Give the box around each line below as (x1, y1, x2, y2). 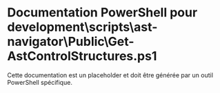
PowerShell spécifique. (7, 78, 72, 86)
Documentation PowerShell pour (7, 5, 198, 21)
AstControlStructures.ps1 (7, 49, 157, 64)
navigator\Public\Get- (7, 34, 134, 49)
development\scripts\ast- (7, 19, 158, 35)
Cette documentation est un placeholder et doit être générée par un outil (7, 70, 214, 79)
